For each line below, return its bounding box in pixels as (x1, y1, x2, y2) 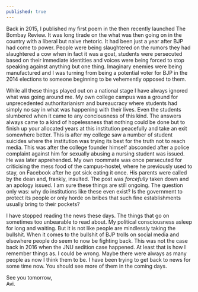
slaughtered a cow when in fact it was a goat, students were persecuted (6, 50, 183, 57)
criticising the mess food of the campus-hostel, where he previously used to (6, 163, 193, 170)
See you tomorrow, (6, 274, 53, 281)
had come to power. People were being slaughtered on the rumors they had (6, 44, 191, 51)
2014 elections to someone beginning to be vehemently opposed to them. (6, 75, 187, 82)
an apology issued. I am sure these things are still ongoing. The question (6, 182, 184, 189)
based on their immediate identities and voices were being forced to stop (6, 56, 185, 64)
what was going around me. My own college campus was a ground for (6, 93, 178, 100)
